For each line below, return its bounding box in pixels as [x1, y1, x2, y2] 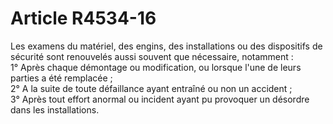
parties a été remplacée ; [10, 72, 113, 84]
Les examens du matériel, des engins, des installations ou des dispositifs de [10, 40, 323, 52]
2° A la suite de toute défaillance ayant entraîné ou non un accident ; [10, 82, 293, 94]
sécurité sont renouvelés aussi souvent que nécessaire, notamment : [10, 50, 294, 62]
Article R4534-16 [10, 7, 157, 30]
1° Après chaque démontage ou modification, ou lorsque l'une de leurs [10, 61, 302, 73]
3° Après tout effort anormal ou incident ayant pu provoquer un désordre [10, 93, 310, 105]
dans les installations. [10, 103, 100, 116]
